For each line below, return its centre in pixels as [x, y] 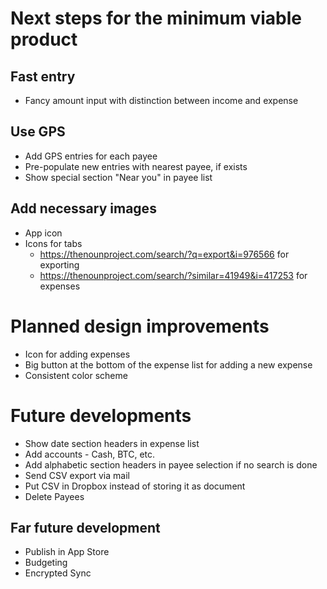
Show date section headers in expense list [112, 443]
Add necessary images [83, 208]
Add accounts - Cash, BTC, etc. [90, 454]
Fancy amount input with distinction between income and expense [161, 100]
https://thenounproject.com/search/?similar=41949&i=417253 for [173, 275]
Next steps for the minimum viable [156, 18]
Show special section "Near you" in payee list [118, 177]
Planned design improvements [140, 326]
